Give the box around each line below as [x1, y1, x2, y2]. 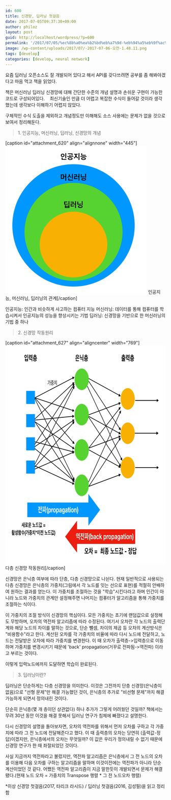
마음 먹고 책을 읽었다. [14, 78, 57, 84]
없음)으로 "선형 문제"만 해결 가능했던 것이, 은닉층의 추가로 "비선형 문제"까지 [5, 689, 155, 695]
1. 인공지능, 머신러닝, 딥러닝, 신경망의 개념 [17, 130, 101, 136]
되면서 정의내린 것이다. [22, 695, 68, 701]
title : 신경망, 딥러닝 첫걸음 [5, 13, 60, 19]
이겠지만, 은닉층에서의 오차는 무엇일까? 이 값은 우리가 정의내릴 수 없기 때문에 [11, 736, 163, 742]
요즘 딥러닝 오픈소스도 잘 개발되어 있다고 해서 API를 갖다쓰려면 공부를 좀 [5, 72, 149, 78]
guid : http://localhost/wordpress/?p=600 [5, 35, 95, 40]
